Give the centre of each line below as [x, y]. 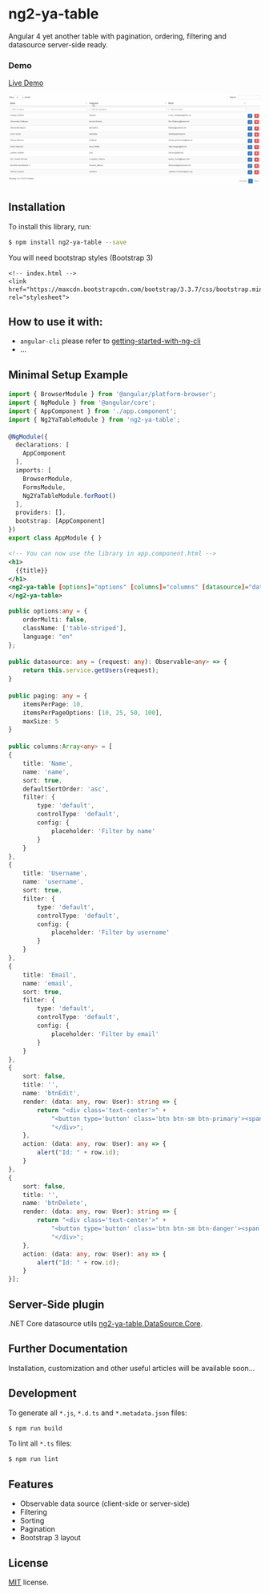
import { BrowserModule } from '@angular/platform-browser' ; [112, 394]
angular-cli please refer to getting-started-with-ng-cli [110, 341]
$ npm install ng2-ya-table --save [68, 242]
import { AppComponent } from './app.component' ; [93, 411]
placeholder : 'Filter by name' [103, 831]
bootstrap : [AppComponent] [60, 521]
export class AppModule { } [55, 538]
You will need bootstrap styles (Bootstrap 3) [81, 257]
